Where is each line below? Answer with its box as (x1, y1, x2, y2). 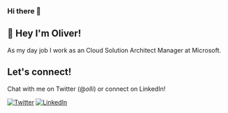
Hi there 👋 (7, 6, 42, 16)
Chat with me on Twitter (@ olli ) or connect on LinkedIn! (7, 85, 166, 93)
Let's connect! (7, 66, 72, 78)
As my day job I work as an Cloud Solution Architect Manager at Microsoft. (7, 46, 222, 54)
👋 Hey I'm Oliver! (7, 28, 82, 40)
